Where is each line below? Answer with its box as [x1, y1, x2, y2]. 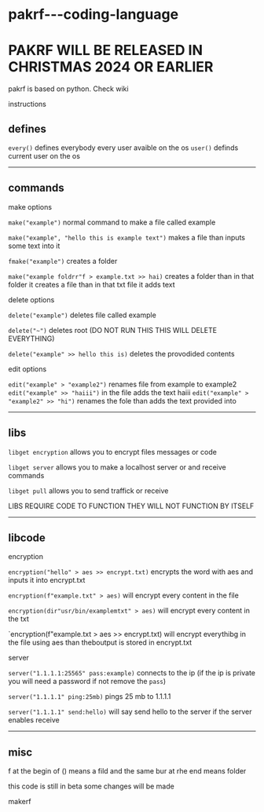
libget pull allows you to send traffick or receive [8, 485, 169, 496]
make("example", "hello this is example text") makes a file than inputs [8, 232, 246, 242]
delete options [8, 294, 55, 304]
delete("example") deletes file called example [8, 310, 157, 320]
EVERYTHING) [8, 334, 55, 343]
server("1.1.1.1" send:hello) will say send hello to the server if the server [8, 707, 252, 716]
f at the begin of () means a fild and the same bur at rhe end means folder [8, 766, 247, 776]
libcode [8, 531, 46, 544]
